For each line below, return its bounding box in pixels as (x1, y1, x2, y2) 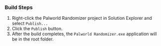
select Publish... (11, 20, 48, 26)
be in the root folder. (11, 36, 54, 42)
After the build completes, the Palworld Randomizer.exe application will (11, 31, 157, 37)
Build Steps (4, 4, 33, 11)
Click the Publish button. (11, 26, 63, 32)
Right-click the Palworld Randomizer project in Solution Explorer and (11, 15, 152, 21)
